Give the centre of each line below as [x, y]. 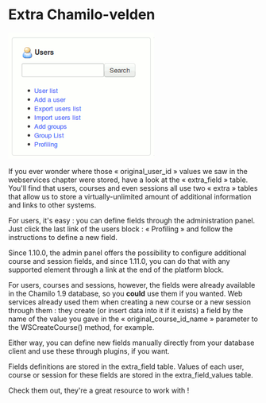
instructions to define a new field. [63, 237]
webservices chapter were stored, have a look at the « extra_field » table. [128, 180]
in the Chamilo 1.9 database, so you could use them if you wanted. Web [125, 293]
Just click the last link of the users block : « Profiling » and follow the [121, 229]
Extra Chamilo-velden [82, 15]
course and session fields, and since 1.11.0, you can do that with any [119, 261]
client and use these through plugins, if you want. [89, 351]
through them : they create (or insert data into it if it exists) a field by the [126, 310]
